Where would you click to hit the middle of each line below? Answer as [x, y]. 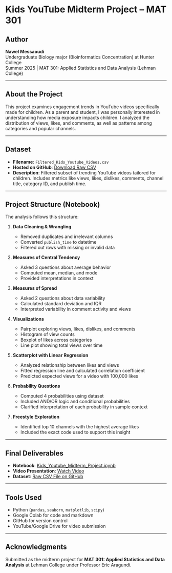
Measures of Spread [35, 288]
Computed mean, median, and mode [59, 273]
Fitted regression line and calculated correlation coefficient [82, 371]
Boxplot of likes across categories [56, 340]
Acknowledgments [36, 547]
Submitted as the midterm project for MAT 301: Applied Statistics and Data [85, 559]
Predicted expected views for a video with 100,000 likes [79, 376]
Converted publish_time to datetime [58, 242]
